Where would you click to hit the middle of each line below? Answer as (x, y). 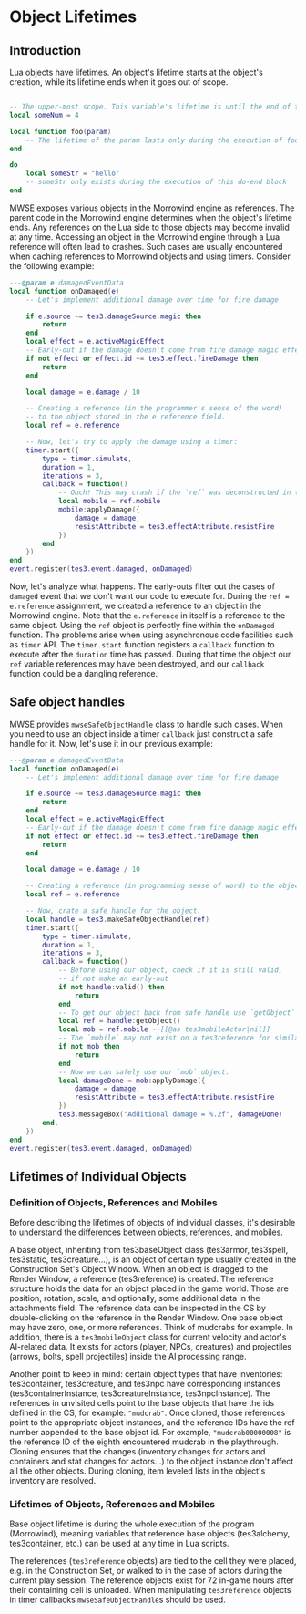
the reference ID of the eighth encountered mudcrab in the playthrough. (144, 1442)
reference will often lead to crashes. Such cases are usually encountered (146, 246)
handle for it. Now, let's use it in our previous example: (112, 743)
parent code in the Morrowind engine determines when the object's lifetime (151, 217)
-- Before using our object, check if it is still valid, (170, 970)
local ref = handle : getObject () (119, 1021)
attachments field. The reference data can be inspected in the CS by (138, 1308)
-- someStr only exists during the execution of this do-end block (156, 182)
